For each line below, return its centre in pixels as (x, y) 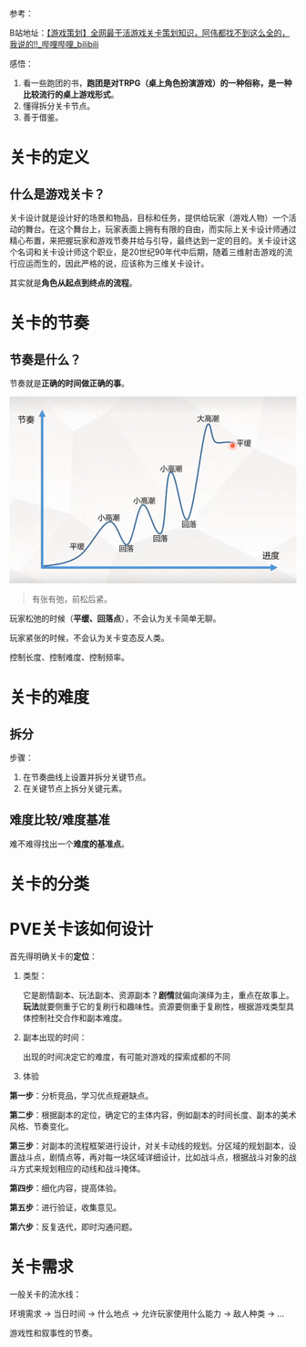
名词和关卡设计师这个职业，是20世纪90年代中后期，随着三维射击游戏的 (151, 252)
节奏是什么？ (46, 359)
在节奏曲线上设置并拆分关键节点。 (87, 777)
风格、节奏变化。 (41, 1126)
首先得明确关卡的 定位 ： (53, 956)
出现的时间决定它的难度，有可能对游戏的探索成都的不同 (126, 1057)
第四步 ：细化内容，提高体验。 (65, 1188)
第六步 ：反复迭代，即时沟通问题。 (73, 1227)
